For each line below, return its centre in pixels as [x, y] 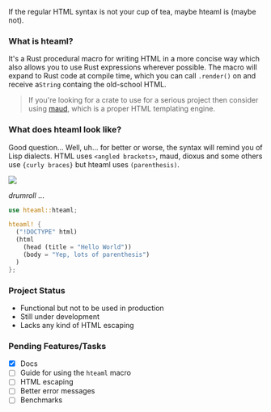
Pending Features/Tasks [57, 346]
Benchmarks [41, 400]
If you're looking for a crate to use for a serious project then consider [143, 100]
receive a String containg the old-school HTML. [88, 85]
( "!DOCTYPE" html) [47, 232]
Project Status [37, 290]
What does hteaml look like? [65, 130]
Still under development [59, 316]
